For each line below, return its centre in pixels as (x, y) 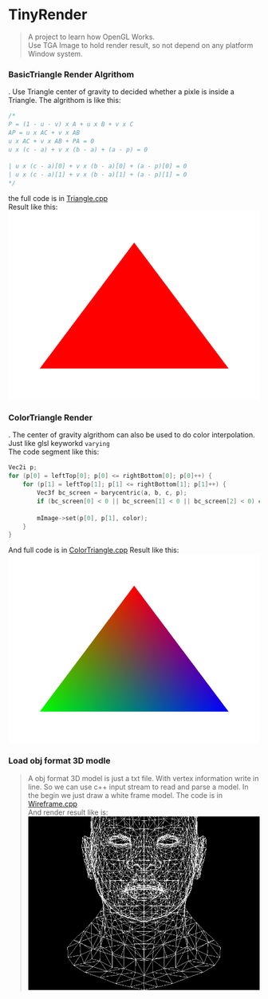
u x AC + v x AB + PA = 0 (51, 141)
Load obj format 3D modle (59, 761)
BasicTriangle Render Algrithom (71, 74)
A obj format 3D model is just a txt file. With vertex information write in (143, 778)
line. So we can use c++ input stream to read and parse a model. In (138, 787)
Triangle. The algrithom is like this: (65, 101)
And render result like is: (68, 812)
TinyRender (48, 15)
